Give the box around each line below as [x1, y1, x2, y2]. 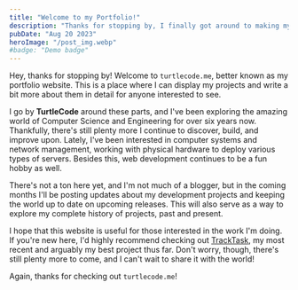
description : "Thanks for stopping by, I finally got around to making [9, 21, 279, 30]
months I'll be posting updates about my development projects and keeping [9, 190, 286, 200]
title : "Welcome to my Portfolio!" [9, 12, 141, 22]
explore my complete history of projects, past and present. [9, 208, 223, 219]
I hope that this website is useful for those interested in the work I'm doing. [9, 225, 283, 236]
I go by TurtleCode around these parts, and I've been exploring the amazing [9, 106, 288, 117]
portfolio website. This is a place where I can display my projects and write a [9, 80, 288, 90]
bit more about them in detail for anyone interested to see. [9, 90, 222, 100]
